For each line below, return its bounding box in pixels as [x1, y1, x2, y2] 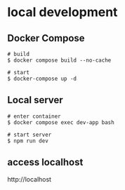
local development [7, 4, 118, 20]
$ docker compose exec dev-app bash [7, 118, 114, 126]
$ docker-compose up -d [7, 75, 77, 82]
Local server [7, 94, 63, 106]
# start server [7, 131, 52, 138]
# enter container [7, 113, 61, 120]
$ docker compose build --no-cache [7, 57, 112, 64]
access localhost [7, 156, 84, 168]
